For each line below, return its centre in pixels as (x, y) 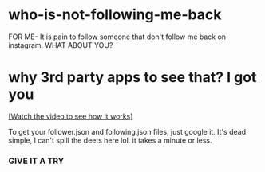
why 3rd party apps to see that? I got (132, 78)
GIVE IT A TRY (36, 161)
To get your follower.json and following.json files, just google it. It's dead (127, 131)
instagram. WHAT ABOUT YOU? (61, 45)
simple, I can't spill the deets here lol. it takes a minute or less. (111, 140)
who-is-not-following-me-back (115, 15)
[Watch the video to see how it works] (71, 116)
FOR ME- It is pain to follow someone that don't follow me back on (117, 37)
